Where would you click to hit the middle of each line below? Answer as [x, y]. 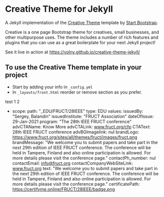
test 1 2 [12, 101]
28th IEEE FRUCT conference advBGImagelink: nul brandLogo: [75, 132]
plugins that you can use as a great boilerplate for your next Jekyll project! [80, 42]
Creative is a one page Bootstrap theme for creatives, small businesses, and [82, 32]
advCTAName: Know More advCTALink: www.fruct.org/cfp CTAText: [81, 126]
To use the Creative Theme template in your [73, 67]
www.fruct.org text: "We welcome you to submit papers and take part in [85, 168]
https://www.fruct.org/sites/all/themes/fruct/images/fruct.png [75, 137]
